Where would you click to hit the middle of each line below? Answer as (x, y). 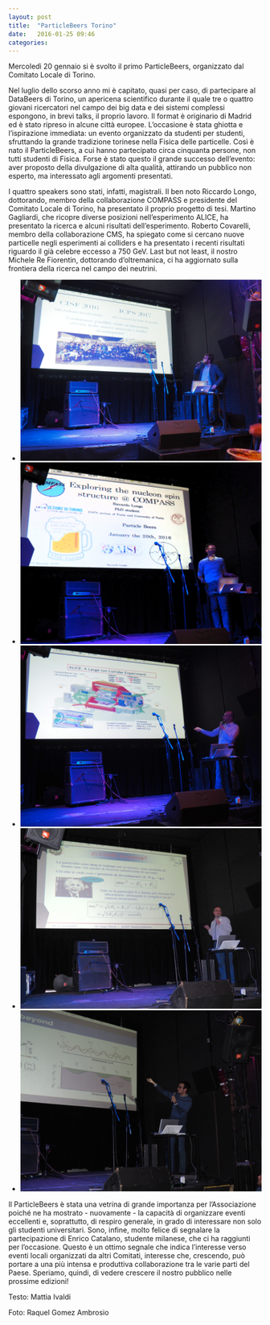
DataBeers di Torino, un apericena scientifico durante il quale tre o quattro (131, 99)
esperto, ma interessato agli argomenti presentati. (91, 176)
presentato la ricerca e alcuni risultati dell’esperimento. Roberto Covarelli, (130, 226)
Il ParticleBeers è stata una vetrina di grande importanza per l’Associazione (133, 1204)
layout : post (30, 17)
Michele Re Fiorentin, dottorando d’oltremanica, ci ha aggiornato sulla (123, 260)
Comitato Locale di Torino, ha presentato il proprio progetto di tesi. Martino (132, 208)
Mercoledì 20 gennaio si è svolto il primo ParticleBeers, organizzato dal (126, 66)
